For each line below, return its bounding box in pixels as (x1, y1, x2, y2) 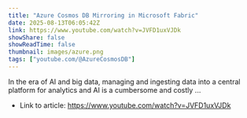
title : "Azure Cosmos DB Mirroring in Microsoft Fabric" (8, 11, 199, 20)
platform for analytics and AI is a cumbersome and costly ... (8, 85, 201, 94)
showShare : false (8, 33, 65, 42)
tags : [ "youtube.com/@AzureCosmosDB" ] (8, 56, 135, 64)
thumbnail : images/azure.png (8, 48, 104, 56)
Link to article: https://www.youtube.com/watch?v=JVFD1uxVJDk (19, 100, 231, 110)
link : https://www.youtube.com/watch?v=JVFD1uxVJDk (8, 26, 181, 34)
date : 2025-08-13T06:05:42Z (8, 19, 101, 27)
